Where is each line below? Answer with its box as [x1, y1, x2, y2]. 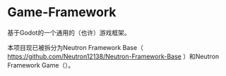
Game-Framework [7, 4, 117, 20]
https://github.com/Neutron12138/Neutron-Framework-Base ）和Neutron [7, 52, 220, 61]
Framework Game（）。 [7, 61, 75, 69]
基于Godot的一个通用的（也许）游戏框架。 [7, 28, 131, 37]
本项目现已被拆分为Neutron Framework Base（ [7, 43, 143, 51]
